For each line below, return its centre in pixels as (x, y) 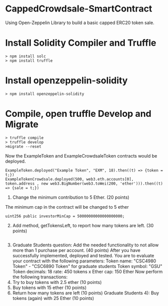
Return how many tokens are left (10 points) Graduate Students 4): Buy (86, 293)
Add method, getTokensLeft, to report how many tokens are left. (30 (83, 225)
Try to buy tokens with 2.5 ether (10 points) (57, 282)
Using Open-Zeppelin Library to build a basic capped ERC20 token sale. (80, 23)
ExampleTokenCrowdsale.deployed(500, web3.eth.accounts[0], (70, 179)
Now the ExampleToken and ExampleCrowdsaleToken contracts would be (81, 156)
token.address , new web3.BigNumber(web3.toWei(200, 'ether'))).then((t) (84, 184)
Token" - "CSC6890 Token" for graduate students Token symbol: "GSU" (87, 266)
